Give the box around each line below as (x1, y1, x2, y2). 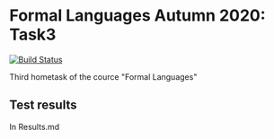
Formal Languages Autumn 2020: (9, 5, 267, 26)
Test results (9, 98, 77, 113)
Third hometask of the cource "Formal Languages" (9, 71, 198, 82)
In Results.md (9, 121, 60, 132)
